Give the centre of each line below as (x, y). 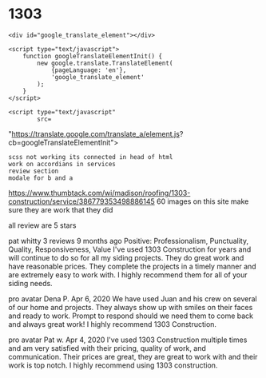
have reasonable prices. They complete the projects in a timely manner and (133, 266)
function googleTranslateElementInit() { (92, 56)
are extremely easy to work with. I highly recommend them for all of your (128, 275)
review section (34, 171)
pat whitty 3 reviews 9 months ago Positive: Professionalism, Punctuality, (129, 241)
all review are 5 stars (42, 225)
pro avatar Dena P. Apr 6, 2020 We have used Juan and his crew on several (133, 298)
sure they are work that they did (61, 209)
